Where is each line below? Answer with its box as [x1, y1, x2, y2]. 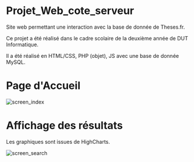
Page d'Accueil [6, 79, 81, 92]
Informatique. [6, 41, 39, 48]
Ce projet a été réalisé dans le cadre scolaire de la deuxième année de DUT [6, 35, 189, 42]
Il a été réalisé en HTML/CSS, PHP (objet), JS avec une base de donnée [6, 52, 179, 59]
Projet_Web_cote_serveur [6, 4, 134, 18]
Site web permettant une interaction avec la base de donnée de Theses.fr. [6, 23, 185, 30]
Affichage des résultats [6, 119, 123, 132]
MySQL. [6, 58, 26, 66]
